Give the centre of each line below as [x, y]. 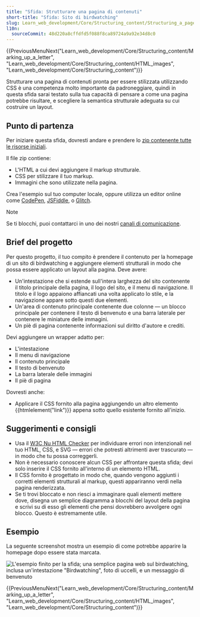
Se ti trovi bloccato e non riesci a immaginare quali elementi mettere [98, 494]
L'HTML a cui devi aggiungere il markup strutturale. [78, 169]
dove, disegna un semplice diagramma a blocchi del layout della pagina [102, 500]
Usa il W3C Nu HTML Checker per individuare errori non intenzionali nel [103, 443]
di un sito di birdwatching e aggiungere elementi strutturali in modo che [94, 263]
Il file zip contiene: [29, 158]
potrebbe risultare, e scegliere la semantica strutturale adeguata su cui [93, 101]
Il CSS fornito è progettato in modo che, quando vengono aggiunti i [97, 475]
